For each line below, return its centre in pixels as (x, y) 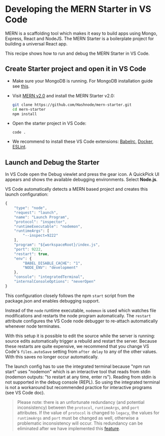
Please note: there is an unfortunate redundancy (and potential (81, 402)
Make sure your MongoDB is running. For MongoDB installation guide (82, 81)
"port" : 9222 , (28, 249)
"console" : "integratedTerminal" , (49, 277)
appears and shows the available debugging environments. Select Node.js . (81, 179)
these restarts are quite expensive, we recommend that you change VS (77, 346)
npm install (24, 114)
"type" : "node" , (31, 208)
